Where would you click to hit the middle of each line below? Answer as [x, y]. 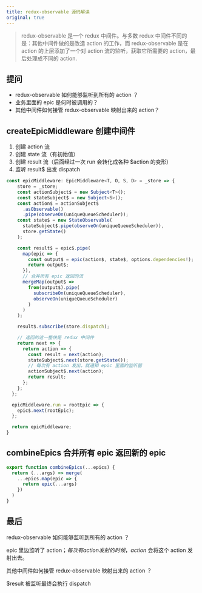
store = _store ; [38, 187]
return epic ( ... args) [50, 484]
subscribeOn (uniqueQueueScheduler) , [79, 293]
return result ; [47, 377]
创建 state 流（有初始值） [47, 154]
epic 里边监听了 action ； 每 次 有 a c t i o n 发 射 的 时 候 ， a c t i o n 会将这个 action [96, 550]
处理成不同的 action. [52, 58]
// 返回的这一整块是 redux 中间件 [56, 337]
